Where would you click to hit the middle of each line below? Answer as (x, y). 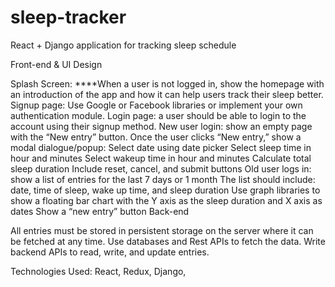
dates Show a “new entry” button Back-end (100, 211)
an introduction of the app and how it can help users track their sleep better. (167, 94)
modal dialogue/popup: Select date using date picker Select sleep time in (161, 147)
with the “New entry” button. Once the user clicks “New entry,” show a (156, 137)
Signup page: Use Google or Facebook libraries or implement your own (156, 105)
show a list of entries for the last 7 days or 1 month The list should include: (163, 179)
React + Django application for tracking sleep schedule (123, 45)
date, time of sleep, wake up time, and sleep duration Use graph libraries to (165, 190)
